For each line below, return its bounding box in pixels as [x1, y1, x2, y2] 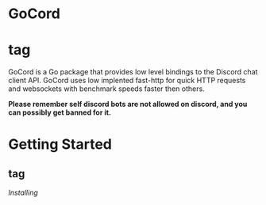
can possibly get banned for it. [8, 108, 112, 117]
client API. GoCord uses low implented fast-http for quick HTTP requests [8, 76, 246, 85]
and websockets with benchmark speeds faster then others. [8, 84, 205, 93]
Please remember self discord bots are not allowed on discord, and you [8, 100, 248, 109]
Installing [8, 188, 38, 198]
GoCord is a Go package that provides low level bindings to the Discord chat [8, 67, 258, 77]
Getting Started [8, 135, 113, 154]
